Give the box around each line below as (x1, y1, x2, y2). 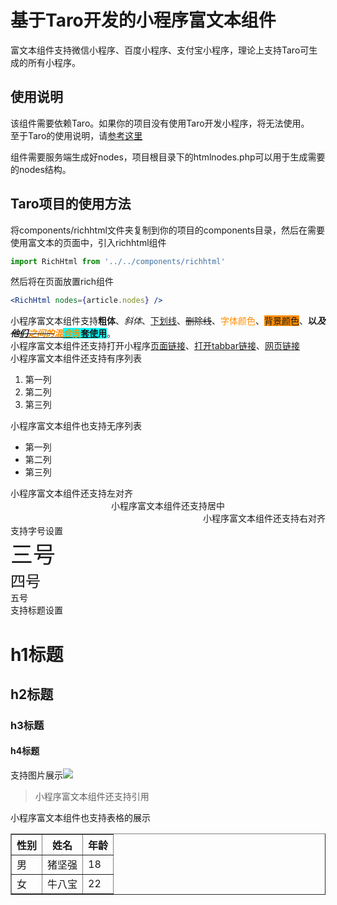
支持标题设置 (10, 604, 63, 616)
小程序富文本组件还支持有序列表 (10, 352, 142, 365)
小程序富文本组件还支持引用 (34, 791, 150, 803)
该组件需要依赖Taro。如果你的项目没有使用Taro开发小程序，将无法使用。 (10, 117, 310, 129)
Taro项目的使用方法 (10, 196, 132, 213)
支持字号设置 (10, 525, 63, 537)
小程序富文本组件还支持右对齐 (203, 512, 326, 525)
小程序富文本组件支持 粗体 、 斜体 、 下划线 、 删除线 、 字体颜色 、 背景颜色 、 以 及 (10, 315, 326, 327)
